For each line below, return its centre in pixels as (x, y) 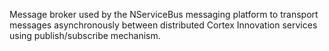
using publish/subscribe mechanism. (85, 35)
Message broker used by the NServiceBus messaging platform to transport (164, 14)
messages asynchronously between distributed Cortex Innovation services (163, 25)
